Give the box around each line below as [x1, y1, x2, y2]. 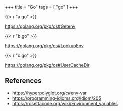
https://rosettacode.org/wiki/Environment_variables [12, 100, 118, 106]
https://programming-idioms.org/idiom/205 [12, 95, 101, 101]
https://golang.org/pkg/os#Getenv [5, 23, 76, 29]
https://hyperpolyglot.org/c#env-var [12, 90, 87, 96]
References [5, 77, 42, 85]
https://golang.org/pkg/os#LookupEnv [5, 43, 84, 49]
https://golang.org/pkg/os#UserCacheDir [5, 62, 90, 68]
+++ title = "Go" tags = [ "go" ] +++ [5, 4, 78, 10]
